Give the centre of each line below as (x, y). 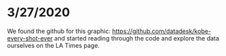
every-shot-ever (30, 38)
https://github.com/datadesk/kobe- (161, 31)
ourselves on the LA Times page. (54, 45)
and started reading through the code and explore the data (137, 38)
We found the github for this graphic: (59, 31)
